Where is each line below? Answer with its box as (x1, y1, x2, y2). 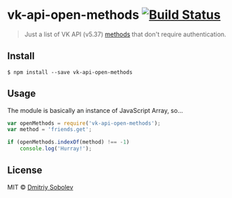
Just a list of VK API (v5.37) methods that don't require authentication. (24, 30, 226, 38)
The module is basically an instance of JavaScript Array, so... (7, 106, 184, 114)
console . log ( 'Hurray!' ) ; (20, 145, 92, 153)
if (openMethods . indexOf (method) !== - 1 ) (7, 139, 130, 146)
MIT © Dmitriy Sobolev (7, 183, 73, 191)
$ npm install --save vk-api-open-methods (7, 68, 133, 76)
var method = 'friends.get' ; (7, 126, 92, 133)
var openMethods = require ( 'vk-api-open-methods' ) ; (7, 119, 161, 127)
